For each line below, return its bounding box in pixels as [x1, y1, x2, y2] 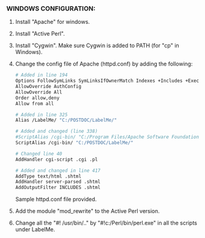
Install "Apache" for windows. [15, 18, 90, 26]
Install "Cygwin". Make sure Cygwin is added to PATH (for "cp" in [15, 42, 179, 50]
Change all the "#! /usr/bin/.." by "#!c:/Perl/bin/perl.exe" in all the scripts [15, 219, 198, 227]
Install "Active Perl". [15, 30, 65, 37]
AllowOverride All [15, 89, 62, 95]
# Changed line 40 [15, 151, 62, 157]
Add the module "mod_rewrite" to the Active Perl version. [15, 207, 160, 215]
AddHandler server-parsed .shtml [15, 179, 101, 185]
